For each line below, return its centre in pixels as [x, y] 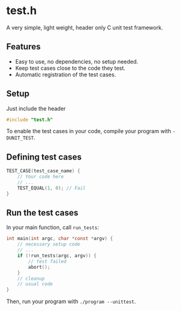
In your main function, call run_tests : [53, 227]
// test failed [48, 261]
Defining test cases [44, 157]
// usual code [35, 284]
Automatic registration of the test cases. [66, 75]
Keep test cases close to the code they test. [70, 68]
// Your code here [41, 177]
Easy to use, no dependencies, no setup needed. [76, 61]
